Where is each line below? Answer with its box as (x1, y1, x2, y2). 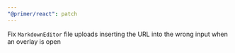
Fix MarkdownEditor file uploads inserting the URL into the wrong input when (7, 30, 229, 38)
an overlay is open (7, 37, 62, 46)
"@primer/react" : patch (7, 10, 78, 18)
